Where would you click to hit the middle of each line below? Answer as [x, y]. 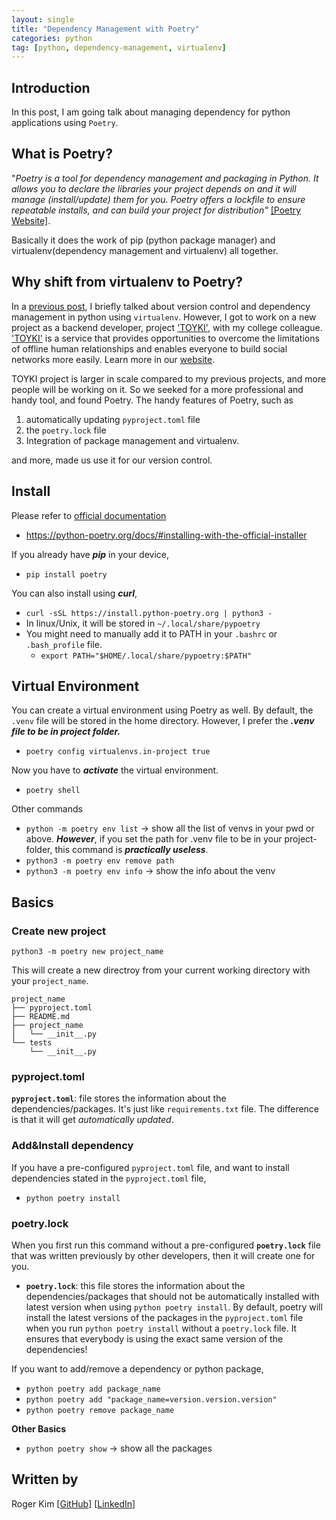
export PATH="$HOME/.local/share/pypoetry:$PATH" [146, 656]
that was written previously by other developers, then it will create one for [163, 1255]
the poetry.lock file [66, 430]
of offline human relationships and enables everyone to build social [149, 348]
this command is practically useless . [131, 850]
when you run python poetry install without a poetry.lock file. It [161, 1328]
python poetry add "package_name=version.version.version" [151, 1399]
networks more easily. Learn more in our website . [113, 359]
